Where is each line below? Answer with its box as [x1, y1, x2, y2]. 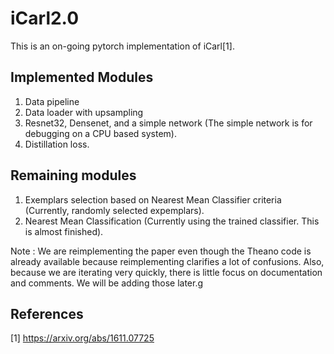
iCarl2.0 [10, 7, 80, 30]
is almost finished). [24, 225, 104, 237]
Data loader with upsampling [24, 106, 144, 118]
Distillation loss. [24, 138, 90, 150]
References [10, 305, 84, 322]
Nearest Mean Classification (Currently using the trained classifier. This [24, 215, 320, 227]
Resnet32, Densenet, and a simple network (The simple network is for [24, 117, 313, 129]
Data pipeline [24, 95, 80, 107]
